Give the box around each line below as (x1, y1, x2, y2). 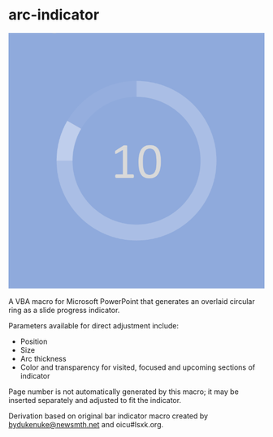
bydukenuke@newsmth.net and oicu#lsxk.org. (8, 419, 164, 429)
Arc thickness (19, 353, 67, 363)
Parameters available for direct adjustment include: (8, 320, 180, 330)
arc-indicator (8, 6, 100, 24)
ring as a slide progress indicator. (8, 305, 120, 315)
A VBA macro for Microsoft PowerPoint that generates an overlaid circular (8, 296, 255, 306)
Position (19, 336, 48, 346)
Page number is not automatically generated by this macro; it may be (8, 387, 240, 396)
